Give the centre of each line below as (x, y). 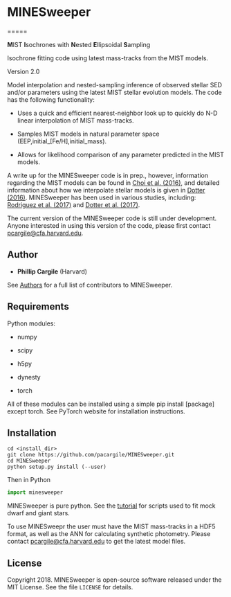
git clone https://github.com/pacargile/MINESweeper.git (91, 455)
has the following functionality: (51, 99)
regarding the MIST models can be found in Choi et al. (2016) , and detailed (113, 182)
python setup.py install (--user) (57, 467)
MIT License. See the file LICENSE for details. (70, 587)
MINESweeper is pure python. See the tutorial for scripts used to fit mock (111, 506)
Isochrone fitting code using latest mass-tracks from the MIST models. (108, 58)
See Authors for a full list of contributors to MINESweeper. (90, 285)
